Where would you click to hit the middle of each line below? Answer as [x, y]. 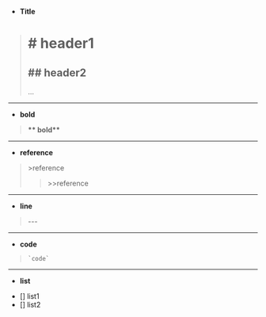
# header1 [61, 44]
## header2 [57, 73]
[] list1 [29, 296]
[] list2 [30, 305]
